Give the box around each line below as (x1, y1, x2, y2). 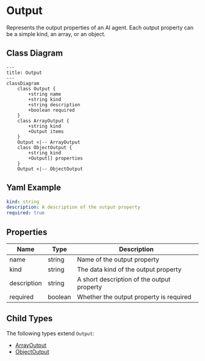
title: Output (6, 70, 43, 76)
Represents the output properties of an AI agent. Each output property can (6, 24, 194, 31)
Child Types (6, 313, 53, 324)
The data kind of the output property (77, 265, 182, 274)
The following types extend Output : (6, 329, 95, 337)
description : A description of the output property (6, 204, 140, 211)
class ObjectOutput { (17, 144, 72, 150)
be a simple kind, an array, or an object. (6, 30, 106, 37)
